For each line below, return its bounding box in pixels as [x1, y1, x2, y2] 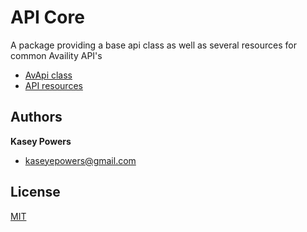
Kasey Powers [10, 135, 72, 147]
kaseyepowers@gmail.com [24, 154, 137, 166]
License [10, 184, 61, 201]
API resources [24, 79, 83, 91]
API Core [10, 6, 85, 29]
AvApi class [24, 69, 73, 81]
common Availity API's [10, 49, 103, 61]
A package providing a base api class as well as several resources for [10, 39, 297, 51]
